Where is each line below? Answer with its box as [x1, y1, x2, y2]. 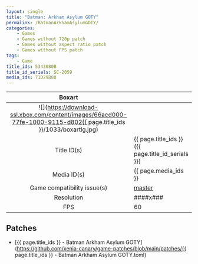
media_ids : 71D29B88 [6, 74, 57, 80]
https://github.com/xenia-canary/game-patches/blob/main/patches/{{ [16, 245, 187, 252]
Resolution [54, 193, 84, 201]
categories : [6, 25, 35, 31]
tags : [6, 53, 19, 58]
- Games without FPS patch [16, 47, 83, 53]
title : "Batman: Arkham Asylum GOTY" [6, 14, 99, 20]
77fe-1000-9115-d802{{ [11, 118, 87, 126]
